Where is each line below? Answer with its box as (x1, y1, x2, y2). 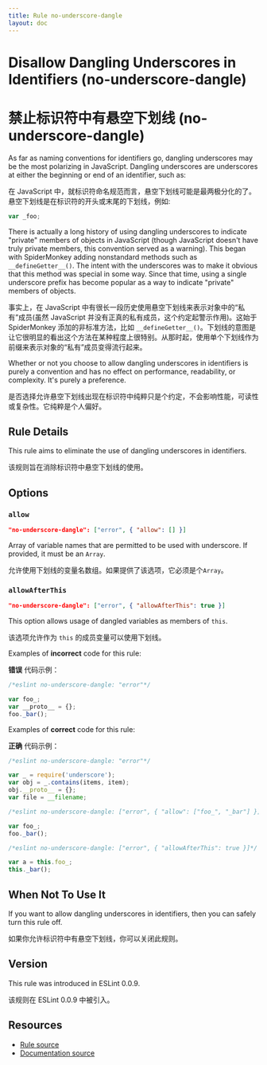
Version (8, 957, 48, 971)
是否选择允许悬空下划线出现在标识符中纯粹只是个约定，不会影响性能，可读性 (8, 391, 259, 401)
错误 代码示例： (8, 665, 60, 675)
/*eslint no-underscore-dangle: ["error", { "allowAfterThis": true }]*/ (8, 844, 258, 852)
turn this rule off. (8, 917, 63, 926)
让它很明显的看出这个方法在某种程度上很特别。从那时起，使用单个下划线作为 (8, 332, 259, 342)
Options (8, 486, 49, 499)
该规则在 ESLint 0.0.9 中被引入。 (8, 995, 114, 1004)
